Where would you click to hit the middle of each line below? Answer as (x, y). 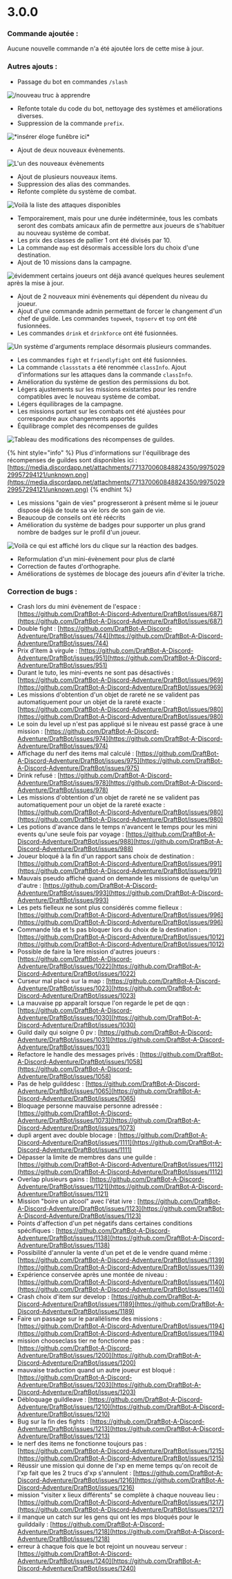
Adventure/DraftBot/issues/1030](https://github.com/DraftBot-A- (109, 1018)
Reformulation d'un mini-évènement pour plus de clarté (96, 559)
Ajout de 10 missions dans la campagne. (75, 262)
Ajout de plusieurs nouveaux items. (67, 176)
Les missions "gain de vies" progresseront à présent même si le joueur (118, 502)
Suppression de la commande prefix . (70, 123)
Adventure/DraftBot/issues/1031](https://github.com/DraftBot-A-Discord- (121, 1040)
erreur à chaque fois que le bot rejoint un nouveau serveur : (102, 1547)
